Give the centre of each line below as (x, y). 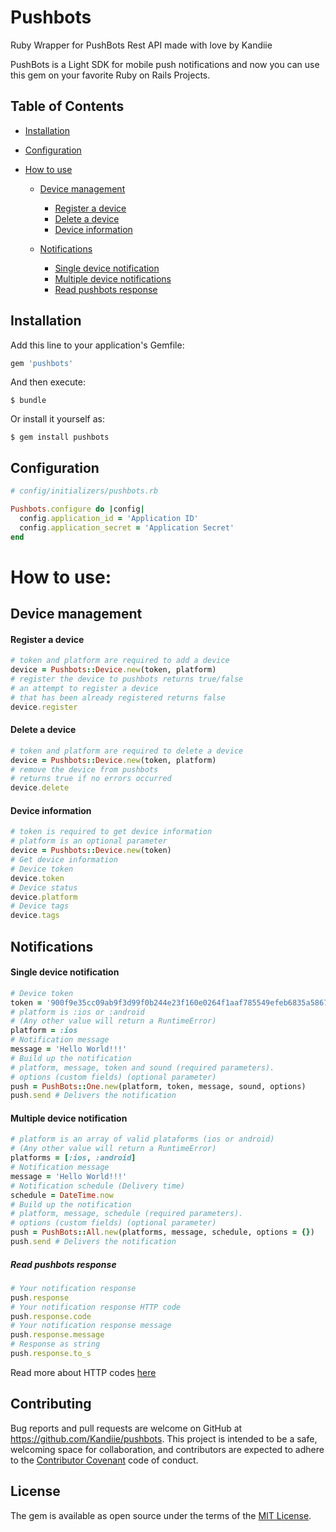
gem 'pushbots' (42, 363)
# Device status (44, 887)
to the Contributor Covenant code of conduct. (104, 1460)
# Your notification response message (91, 1326)
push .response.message (57, 1335)
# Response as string (55, 1344)
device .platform (44, 897)
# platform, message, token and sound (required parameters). (142, 1067)
